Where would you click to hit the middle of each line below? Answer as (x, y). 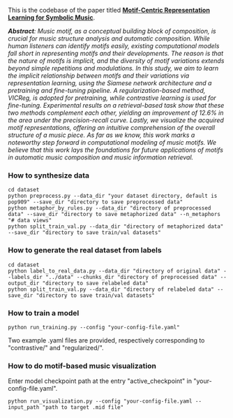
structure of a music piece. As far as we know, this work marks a (102, 135)
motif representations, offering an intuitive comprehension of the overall (112, 128)
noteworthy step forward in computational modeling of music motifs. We (112, 142)
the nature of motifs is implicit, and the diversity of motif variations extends (116, 61)
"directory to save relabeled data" (96, 283)
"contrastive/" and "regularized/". (56, 347)
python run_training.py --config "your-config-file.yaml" (94, 327)
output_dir (24, 283)
